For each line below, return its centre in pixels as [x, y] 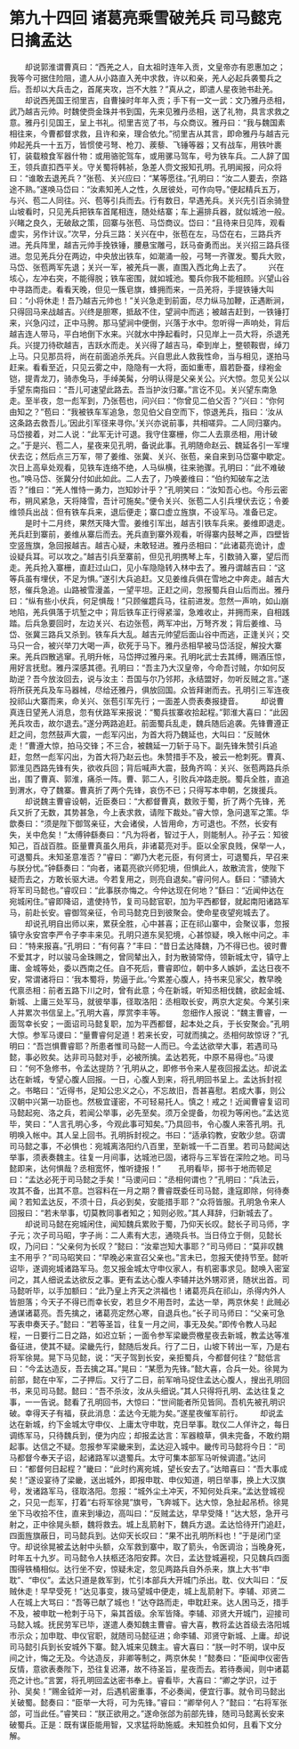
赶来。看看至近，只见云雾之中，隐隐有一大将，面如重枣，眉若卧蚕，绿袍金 [145, 367]
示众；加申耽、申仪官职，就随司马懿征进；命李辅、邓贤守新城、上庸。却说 [153, 1635]
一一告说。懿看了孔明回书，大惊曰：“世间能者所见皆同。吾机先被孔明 [151, 1402]
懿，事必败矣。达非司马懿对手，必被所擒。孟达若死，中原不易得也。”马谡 [141, 1057]
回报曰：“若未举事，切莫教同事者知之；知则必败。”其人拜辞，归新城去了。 [143, 1212]
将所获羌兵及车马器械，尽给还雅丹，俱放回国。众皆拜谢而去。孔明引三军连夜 [149, 690]
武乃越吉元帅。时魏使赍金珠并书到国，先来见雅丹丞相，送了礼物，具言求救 [145, 111]
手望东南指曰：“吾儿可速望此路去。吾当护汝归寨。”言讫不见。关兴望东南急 [143, 389]
